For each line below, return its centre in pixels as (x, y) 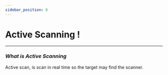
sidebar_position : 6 (27, 10)
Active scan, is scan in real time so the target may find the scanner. (74, 67)
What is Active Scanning (36, 56)
